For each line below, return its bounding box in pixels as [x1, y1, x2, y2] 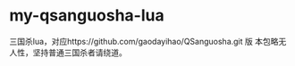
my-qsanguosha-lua [9, 5, 164, 26]
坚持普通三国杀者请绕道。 [32, 46, 127, 58]
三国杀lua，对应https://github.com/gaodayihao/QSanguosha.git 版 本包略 [9, 36, 279, 46]
